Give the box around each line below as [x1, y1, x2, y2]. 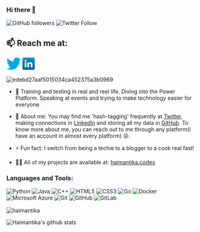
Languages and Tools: [6, 174, 73, 182]
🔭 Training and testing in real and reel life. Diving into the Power [15, 88, 176, 95]
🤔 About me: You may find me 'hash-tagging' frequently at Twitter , [15, 113, 183, 120]
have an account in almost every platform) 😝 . [15, 132, 130, 140]
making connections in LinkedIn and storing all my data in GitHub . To [15, 119, 188, 127]
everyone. [15, 101, 41, 108]
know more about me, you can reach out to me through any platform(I [15, 125, 191, 133]
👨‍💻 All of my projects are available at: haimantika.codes [15, 159, 155, 166]
